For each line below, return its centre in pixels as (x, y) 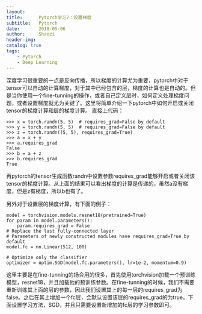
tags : (13, 51)
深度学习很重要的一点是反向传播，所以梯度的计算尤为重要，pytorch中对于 (97, 80)
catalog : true (24, 46)
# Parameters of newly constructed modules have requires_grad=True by (98, 236)
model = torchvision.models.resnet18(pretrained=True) (76, 215)
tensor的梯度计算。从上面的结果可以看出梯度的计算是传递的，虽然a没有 (95, 183)
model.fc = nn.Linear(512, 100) (47, 247)
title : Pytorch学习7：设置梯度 (49, 17)
